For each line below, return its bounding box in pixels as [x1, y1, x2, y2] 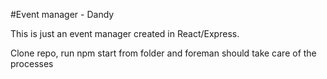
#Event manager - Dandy [10, 9, 115, 20]
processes [10, 58, 54, 69]
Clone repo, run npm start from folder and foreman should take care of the [10, 47, 317, 59]
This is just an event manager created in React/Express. [10, 28, 240, 39]
